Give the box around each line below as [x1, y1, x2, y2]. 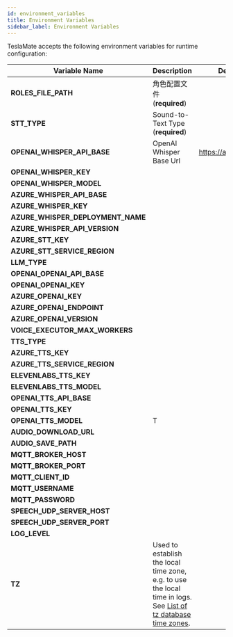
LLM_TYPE [10, 258, 47, 268]
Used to [152, 540, 178, 550]
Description [152, 66, 192, 76]
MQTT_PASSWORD [10, 495, 75, 505]
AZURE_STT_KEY [10, 235, 69, 245]
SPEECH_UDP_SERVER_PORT [10, 517, 110, 527]
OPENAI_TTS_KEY [10, 405, 72, 414]
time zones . [152, 618, 191, 628]
